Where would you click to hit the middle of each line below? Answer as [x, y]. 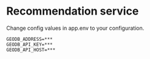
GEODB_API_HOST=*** [31, 50]
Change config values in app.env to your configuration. [75, 28]
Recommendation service [73, 11]
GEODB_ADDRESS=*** [29, 39]
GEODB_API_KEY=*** [29, 44]
